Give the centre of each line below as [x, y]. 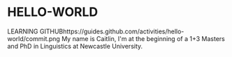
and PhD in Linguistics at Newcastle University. [75, 46]
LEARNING [23, 31]
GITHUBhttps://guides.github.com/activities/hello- [112, 31]
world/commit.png [34, 38]
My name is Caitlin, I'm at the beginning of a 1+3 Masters [143, 38]
